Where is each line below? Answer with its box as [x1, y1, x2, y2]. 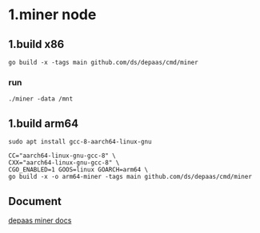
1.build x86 [8, 38, 65, 51]
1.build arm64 [8, 116, 78, 130]
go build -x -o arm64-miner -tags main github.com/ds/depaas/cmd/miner [8, 173, 252, 181]
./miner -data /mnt [8, 95, 74, 103]
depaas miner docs [8, 215, 72, 225]
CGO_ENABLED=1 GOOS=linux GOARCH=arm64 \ [8, 166, 149, 174]
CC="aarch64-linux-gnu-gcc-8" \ [8, 152, 116, 160]
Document [8, 194, 62, 208]
